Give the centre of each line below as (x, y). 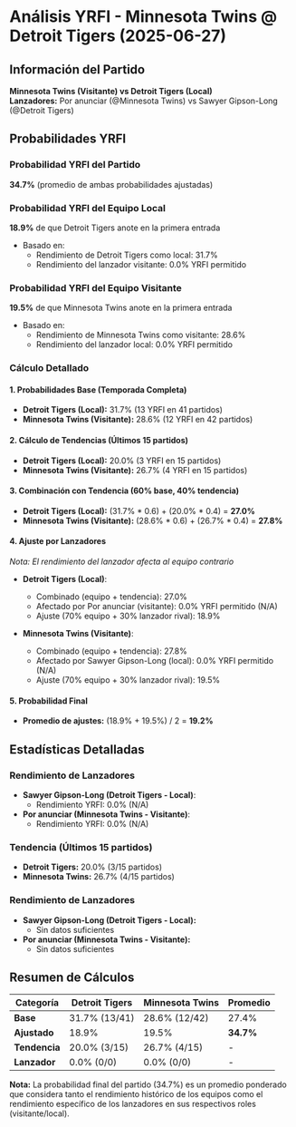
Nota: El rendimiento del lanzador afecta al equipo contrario (122, 562)
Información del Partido (77, 69)
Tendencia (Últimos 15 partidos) (81, 847)
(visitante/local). (39, 1113)
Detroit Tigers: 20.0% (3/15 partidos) (92, 867)
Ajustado (34, 1033)
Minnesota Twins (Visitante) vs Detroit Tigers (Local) (111, 91)
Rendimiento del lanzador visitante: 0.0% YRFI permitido (141, 264)
